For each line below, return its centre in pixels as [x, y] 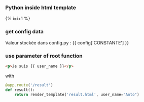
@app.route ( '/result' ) [29, 85]
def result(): [20, 90]
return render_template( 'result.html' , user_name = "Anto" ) [77, 94]
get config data [25, 32]
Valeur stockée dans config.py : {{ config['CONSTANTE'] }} [67, 42]
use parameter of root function [44, 56]
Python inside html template [41, 8]
